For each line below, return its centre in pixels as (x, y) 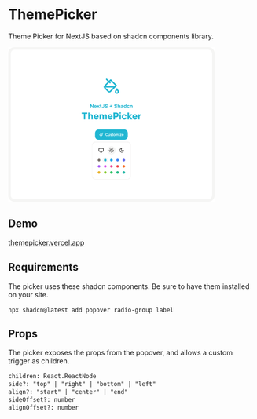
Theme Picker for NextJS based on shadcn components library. (111, 36)
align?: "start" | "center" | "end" (68, 392)
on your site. (28, 294)
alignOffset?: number (44, 408)
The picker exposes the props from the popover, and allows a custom (121, 353)
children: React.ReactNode (52, 377)
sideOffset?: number (42, 400)
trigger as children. (39, 361)
